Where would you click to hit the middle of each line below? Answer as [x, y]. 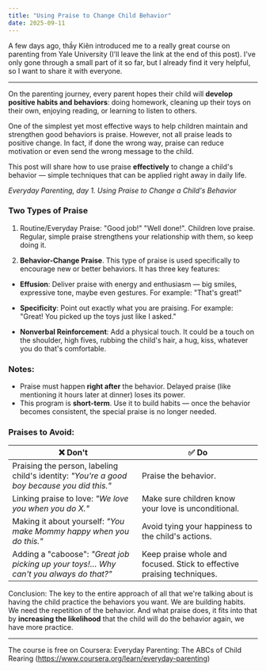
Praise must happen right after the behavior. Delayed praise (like [125, 386]
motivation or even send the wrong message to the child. [101, 151]
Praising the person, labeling [65, 466]
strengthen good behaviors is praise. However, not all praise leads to [120, 134]
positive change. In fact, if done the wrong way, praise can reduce [116, 143]
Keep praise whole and [184, 554]
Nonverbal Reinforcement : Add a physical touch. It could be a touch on [137, 332]
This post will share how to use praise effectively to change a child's [121, 167]
